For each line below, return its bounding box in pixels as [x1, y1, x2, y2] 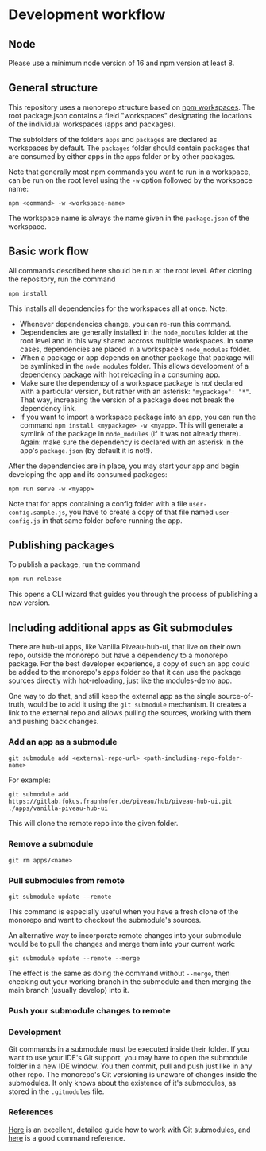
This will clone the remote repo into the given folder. [8, 819, 179, 828]
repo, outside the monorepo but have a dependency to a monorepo [8, 650, 229, 661]
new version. [8, 598, 51, 607]
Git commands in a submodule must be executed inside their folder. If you [8, 1044, 250, 1054]
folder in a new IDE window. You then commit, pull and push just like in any [8, 1061, 253, 1071]
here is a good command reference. [8, 1133, 125, 1142]
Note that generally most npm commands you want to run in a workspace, [8, 167, 251, 176]
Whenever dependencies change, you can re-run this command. [19, 319, 232, 328]
